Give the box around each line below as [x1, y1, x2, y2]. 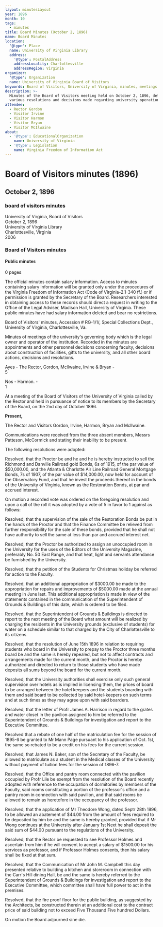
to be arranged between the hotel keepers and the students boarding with [5, 686, 153, 692]
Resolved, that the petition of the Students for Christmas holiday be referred [5, 566, 157, 572]
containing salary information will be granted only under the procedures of [5, 284, 154, 290]
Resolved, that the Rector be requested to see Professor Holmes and [5, 836, 142, 842]
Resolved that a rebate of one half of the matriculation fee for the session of [5, 731, 157, 737]
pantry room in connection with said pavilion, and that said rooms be [5, 792, 142, 797]
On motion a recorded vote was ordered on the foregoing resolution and [5, 496, 149, 502]
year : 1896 [5, 12, 27, 17]
